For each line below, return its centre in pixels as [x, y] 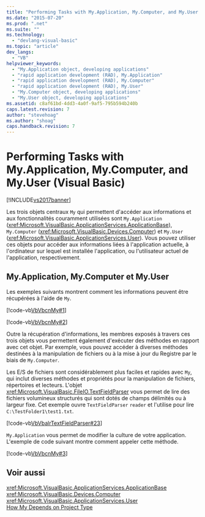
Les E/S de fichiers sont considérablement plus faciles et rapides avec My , [99, 372]
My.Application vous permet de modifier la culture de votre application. [96, 435]
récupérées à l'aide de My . [39, 298]
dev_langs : [20, 52]
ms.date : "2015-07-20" [35, 18]
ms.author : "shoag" [31, 120]
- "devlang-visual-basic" [45, 41]
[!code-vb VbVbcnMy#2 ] [37, 322]
